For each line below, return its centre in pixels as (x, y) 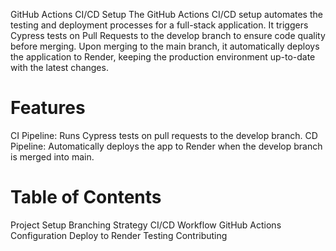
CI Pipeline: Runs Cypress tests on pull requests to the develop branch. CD (164, 135)
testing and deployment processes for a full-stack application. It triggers (159, 25)
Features (48, 108)
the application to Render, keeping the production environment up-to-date (163, 57)
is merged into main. (52, 156)
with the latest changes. (59, 67)
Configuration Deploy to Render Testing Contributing (119, 235)
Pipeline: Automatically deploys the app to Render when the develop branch (166, 146)
